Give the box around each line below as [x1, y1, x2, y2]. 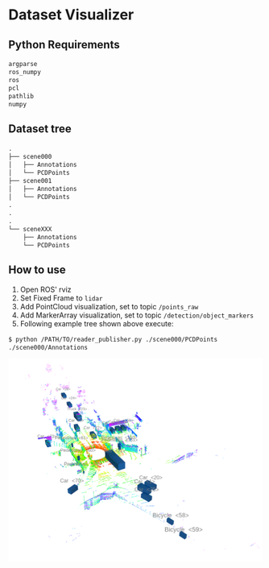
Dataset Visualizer [8, 6, 134, 24]
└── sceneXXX [8, 225, 52, 233]
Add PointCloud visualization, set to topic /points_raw [19, 301, 199, 311]
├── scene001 [8, 176, 52, 184]
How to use [8, 263, 66, 277]
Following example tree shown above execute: [19, 318, 175, 328]
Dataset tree [8, 122, 72, 136]
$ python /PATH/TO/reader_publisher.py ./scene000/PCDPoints [8, 335, 218, 343]
